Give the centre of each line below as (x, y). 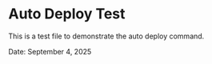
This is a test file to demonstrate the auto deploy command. (106, 36)
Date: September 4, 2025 (50, 51)
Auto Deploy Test (67, 14)
